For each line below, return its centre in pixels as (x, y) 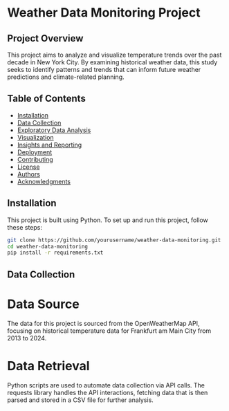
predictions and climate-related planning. (66, 77)
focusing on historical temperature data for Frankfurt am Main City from (109, 331)
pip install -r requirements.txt (55, 253)
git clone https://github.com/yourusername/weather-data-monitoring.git (114, 240)
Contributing (35, 159)
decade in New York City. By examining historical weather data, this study (112, 62)
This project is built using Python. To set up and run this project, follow (108, 220)
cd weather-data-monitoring (48, 246)
